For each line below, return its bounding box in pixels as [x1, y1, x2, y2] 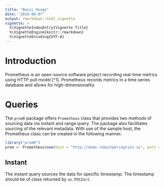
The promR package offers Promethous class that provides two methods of [5, 115, 152, 121]
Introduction [5, 56, 57, 66]
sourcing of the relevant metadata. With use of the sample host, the [5, 125, 141, 131]
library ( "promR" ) [5, 140, 41, 145]
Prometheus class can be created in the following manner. [5, 130, 122, 137]
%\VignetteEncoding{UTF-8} [9, 35, 64, 40]
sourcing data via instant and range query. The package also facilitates [5, 120, 148, 126]
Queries [5, 99, 38, 110]
